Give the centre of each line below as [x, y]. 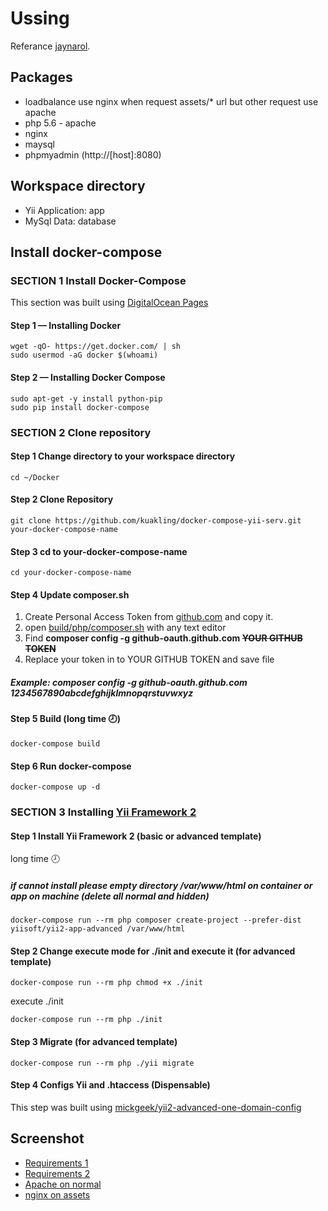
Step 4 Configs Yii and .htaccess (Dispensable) [110, 1085]
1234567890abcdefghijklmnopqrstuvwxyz [102, 693]
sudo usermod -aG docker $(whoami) [84, 355]
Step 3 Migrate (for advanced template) [94, 1042]
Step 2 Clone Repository [62, 499]
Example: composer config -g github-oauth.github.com [129, 682]
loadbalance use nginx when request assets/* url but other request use [171, 101]
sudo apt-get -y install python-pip [86, 398]
